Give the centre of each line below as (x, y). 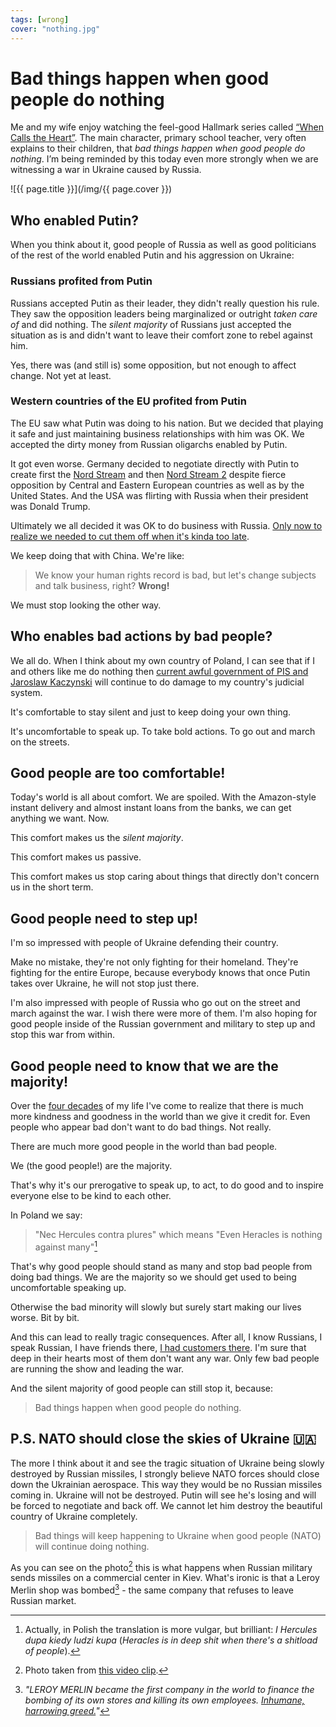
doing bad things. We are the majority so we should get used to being (153, 1277)
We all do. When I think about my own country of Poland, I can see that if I (162, 660)
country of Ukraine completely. (74, 1516)
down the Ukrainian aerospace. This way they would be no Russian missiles (166, 1484)
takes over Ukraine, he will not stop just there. (105, 983)
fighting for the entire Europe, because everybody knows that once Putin (160, 973)
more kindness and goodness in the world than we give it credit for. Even (160, 1117)
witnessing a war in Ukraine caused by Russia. (106, 170)
